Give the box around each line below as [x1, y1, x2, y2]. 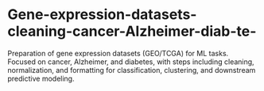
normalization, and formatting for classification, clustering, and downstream [7, 65, 256, 74]
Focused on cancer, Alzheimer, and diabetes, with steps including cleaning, [7, 57, 255, 66]
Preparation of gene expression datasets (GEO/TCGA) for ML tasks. [7, 48, 229, 58]
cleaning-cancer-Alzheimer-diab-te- [7, 22, 257, 40]
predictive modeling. [7, 74, 75, 83]
